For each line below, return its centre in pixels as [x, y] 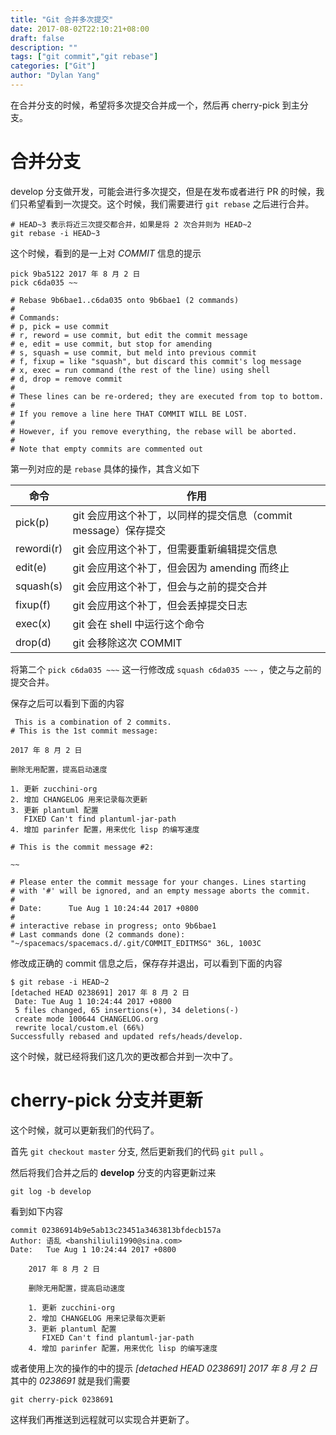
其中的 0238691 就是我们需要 [70, 1380]
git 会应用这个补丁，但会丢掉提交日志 [160, 605]
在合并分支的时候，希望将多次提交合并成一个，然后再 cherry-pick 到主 [155, 105]
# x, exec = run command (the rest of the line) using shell [140, 370]
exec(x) [33, 623]
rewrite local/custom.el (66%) [79, 1027]
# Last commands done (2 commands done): [98, 934]
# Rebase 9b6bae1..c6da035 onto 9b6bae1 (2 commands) [125, 300]
